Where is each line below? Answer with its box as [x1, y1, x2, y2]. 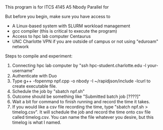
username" [12, 68, 35, 74]
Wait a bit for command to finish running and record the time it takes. [12, 99, 150, 104]
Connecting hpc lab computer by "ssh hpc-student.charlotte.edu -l [12, 63, 146, 68]
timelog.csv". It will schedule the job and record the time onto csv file [12, 109, 151, 115]
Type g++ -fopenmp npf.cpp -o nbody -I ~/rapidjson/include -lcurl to [12, 78, 151, 84]
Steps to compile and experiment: [5, 53, 73, 59]
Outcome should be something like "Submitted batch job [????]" [12, 93, 141, 99]
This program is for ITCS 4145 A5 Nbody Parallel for [5, 4, 109, 10]
